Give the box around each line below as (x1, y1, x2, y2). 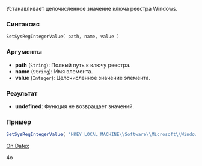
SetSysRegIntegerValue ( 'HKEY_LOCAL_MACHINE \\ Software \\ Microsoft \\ (6, 132, 182, 138)
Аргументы (6, 48, 42, 56)
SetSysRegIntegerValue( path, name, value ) (6, 34, 120, 40)
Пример (6, 117, 32, 126)
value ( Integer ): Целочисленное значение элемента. (14, 74, 151, 81)
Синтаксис (6, 20, 40, 28)
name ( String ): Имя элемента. (14, 67, 93, 75)
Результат (6, 89, 38, 97)
